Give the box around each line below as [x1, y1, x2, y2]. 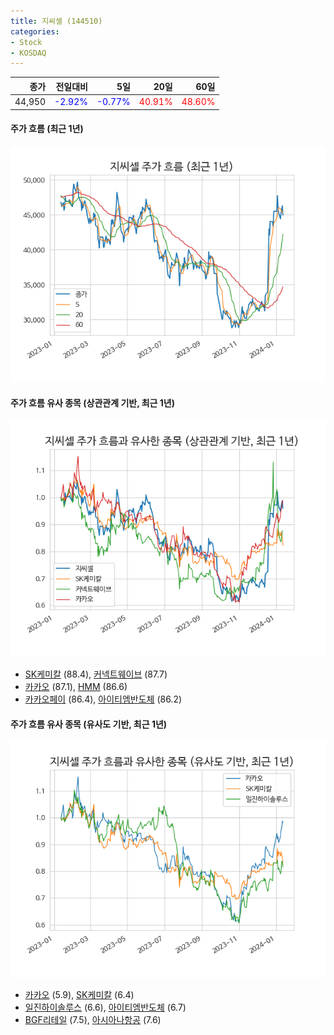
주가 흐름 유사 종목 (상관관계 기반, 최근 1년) [10, 397, 176, 409]
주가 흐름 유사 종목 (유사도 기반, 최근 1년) [10, 718, 168, 730]
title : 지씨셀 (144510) [10, 16, 103, 26]
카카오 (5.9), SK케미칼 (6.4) [24, 989, 135, 1001]
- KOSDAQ [10, 48, 47, 58]
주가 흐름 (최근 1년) [10, 123, 84, 135]
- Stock [10, 37, 43, 47]
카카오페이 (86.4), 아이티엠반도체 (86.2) [24, 693, 183, 705]
